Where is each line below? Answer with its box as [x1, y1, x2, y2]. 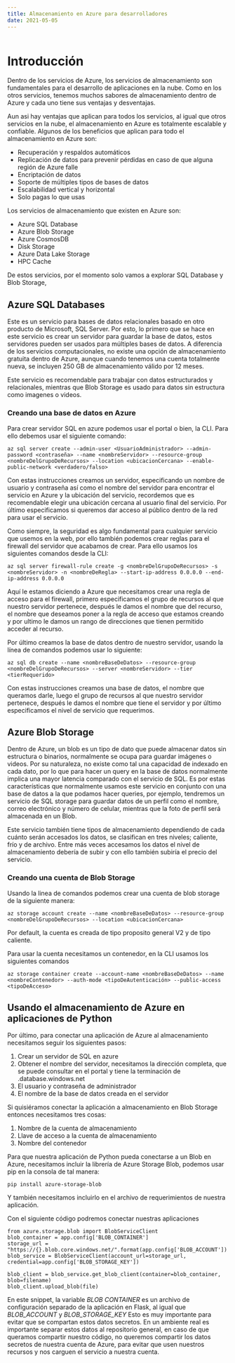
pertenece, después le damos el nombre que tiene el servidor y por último [7, 699, 222, 707]
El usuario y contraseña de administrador [17, 1082, 137, 1091]
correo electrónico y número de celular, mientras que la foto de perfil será [7, 805, 221, 813]
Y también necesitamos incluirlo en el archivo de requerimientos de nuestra [7, 1193, 226, 1202]
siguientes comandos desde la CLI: [7, 549, 109, 558]
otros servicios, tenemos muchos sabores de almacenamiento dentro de [7, 91, 217, 100]
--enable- [186, 457, 215, 464]
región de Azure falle [17, 163, 79, 172]
